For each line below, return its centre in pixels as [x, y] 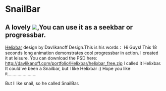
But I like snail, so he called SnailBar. [42, 83]
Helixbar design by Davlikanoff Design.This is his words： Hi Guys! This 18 [81, 47]
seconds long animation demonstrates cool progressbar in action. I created [82, 53]
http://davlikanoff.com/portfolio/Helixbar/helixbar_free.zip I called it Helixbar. [83, 63]
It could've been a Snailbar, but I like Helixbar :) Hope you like [68, 68]
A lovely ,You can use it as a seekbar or [69, 27]
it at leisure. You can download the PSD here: [51, 58]
